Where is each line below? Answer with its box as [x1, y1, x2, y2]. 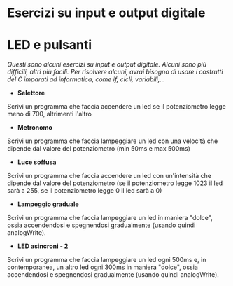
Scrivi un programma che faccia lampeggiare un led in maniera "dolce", [7, 214, 213, 222]
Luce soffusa [17, 158, 57, 166]
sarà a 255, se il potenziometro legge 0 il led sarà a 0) [7, 186, 162, 195]
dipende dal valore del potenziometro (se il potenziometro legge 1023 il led [7, 179, 223, 187]
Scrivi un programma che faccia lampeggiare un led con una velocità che [7, 137, 218, 145]
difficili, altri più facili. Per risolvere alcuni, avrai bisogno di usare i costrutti [7, 68, 223, 76]
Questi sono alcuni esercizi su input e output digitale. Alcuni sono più [7, 60, 207, 69]
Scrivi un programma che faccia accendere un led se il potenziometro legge [7, 102, 226, 111]
